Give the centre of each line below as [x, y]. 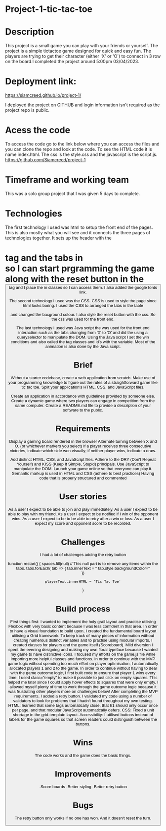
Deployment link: [41, 82]
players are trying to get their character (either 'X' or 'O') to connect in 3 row [83, 56]
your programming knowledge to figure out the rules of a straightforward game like [83, 382]
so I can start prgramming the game [80, 269]
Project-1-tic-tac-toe [49, 9]
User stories [83, 497]
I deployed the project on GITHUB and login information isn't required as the [83, 105]
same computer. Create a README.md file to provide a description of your [83, 405]
